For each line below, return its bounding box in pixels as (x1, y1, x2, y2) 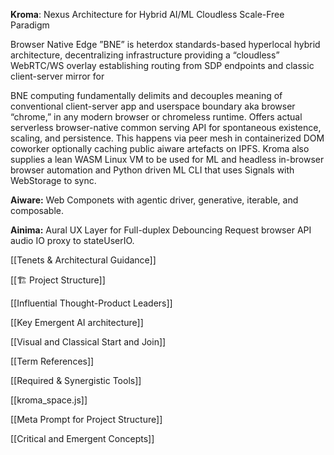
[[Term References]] (10, 355, 95, 367)
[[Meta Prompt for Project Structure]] (10, 414, 163, 425)
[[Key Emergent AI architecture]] (10, 317, 144, 328)
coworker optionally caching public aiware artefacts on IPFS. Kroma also (10, 143, 310, 154)
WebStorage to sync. (10, 175, 97, 186)
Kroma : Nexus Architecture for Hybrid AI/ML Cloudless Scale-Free (10, 9, 285, 20)
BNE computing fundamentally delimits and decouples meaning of (10, 90, 283, 101)
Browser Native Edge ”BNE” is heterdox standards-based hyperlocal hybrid (10, 39, 321, 50)
